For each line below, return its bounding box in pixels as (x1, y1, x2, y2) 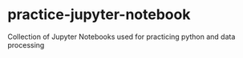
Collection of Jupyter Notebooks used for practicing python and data (7, 32, 236, 41)
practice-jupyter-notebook (7, 6, 191, 24)
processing (7, 40, 45, 49)
